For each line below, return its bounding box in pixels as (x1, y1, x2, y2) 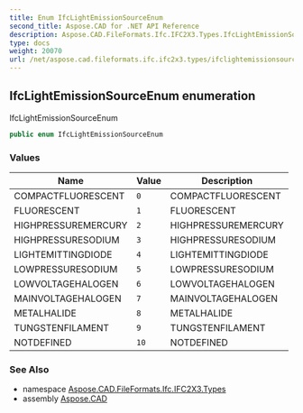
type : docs (9, 38, 50, 48)
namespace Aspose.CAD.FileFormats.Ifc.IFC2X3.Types (22, 384, 227, 395)
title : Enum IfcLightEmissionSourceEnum (9, 13, 164, 23)
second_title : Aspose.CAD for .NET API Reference (9, 22, 200, 31)
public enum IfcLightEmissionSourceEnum (9, 130, 164, 139)
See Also (9, 363, 50, 375)
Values (9, 151, 41, 163)
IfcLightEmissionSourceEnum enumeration (9, 88, 256, 104)
